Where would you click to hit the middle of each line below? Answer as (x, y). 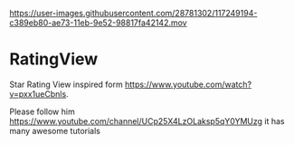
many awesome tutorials (55, 130)
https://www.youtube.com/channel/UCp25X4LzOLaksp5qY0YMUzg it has (147, 121)
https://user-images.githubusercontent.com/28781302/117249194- (133, 13)
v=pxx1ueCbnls (38, 93)
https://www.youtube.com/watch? (188, 84)
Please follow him (42, 111)
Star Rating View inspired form (66, 84)
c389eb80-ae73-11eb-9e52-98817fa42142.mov (98, 23)
